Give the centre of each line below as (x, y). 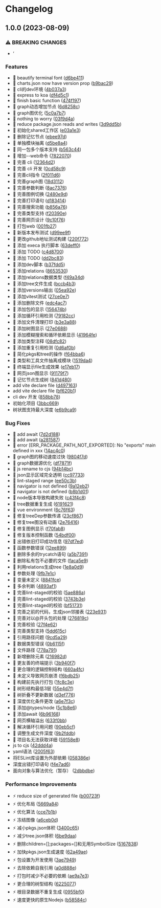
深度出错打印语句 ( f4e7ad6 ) (41, 764)
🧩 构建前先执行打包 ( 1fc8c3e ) (43, 682)
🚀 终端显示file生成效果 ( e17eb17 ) (46, 367)
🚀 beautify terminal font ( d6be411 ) (48, 78)
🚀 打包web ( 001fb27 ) (35, 226)
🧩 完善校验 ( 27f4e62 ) (35, 625)
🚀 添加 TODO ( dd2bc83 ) (38, 258)
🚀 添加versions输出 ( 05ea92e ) (44, 290)
